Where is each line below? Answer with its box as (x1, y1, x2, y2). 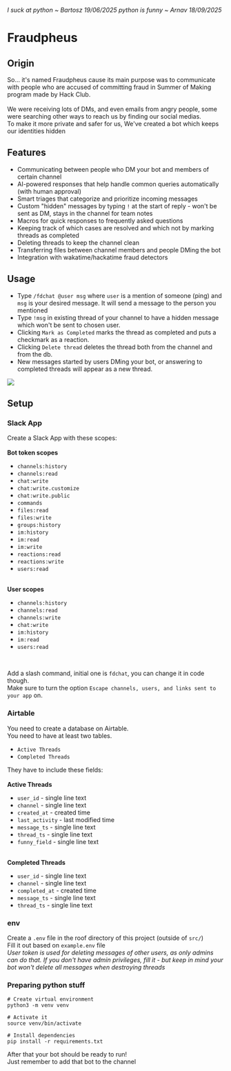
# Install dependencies (7, 1032, 76, 1039)
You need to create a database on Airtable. (7, 724, 129, 732)
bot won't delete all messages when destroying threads (7, 963, 165, 971)
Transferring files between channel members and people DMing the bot (17, 246, 221, 254)
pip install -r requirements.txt (7, 1038, 103, 1045)
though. (7, 677, 30, 685)
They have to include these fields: (7, 765, 103, 774)
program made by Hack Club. (7, 90, 91, 99)
